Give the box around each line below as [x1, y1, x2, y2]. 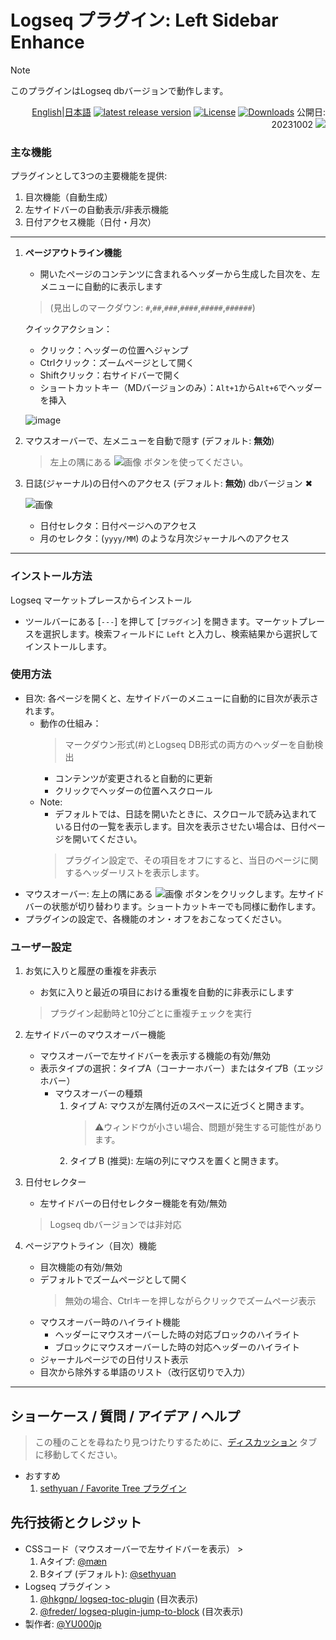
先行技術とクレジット [10, 1514, 142, 1531]
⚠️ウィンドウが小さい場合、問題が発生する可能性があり [94, 1121, 323, 1133]
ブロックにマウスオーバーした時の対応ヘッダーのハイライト [54, 1341, 300, 1353]
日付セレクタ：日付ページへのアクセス [39, 520, 198, 532]
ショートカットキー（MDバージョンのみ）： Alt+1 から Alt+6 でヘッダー [39, 382, 323, 394]
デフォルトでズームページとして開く [39, 1274, 189, 1286]
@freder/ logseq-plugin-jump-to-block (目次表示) [39, 1605, 244, 1617]
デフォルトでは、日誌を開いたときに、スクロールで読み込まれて [54, 807, 318, 820]
